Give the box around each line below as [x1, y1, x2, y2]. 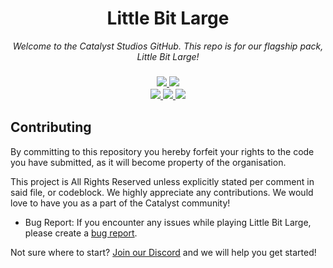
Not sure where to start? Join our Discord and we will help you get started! [10, 246, 317, 258]
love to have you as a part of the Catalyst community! [10, 197, 231, 209]
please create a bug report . [24, 227, 138, 239]
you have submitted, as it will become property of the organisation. [10, 156, 287, 168]
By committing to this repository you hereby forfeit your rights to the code [10, 145, 315, 157]
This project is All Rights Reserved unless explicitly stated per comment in [10, 175, 315, 187]
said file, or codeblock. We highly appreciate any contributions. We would [10, 186, 314, 198]
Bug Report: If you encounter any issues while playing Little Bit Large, [24, 216, 312, 228]
